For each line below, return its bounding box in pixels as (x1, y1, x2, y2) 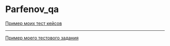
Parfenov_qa (5, 4, 59, 15)
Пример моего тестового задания (5, 34, 79, 41)
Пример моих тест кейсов (5, 20, 62, 26)
